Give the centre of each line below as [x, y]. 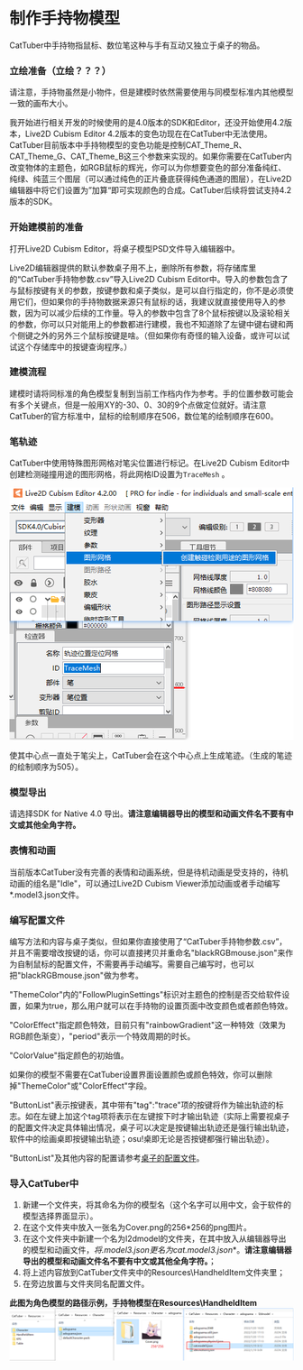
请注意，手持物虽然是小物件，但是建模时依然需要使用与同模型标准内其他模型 [151, 92]
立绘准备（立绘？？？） [60, 70]
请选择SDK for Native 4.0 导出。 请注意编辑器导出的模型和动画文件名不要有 [147, 814]
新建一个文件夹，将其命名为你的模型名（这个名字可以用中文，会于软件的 [156, 1205]
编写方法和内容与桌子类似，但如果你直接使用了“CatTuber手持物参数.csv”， [148, 942]
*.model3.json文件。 [46, 895]
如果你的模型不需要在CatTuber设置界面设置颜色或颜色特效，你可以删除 [141, 1075]
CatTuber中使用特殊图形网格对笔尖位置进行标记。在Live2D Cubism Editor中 [150, 463]
